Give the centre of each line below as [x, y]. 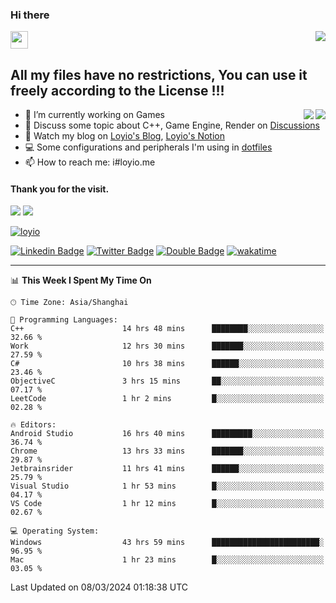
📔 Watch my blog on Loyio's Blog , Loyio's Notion [124, 136]
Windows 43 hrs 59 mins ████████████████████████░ [167, 543]
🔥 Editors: [33, 425]
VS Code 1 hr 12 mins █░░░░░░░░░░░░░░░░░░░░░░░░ [167, 504]
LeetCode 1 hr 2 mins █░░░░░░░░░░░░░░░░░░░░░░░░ [167, 399]
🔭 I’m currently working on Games [95, 115]
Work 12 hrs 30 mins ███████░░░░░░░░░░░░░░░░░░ [167, 346]
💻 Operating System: [55, 531]
